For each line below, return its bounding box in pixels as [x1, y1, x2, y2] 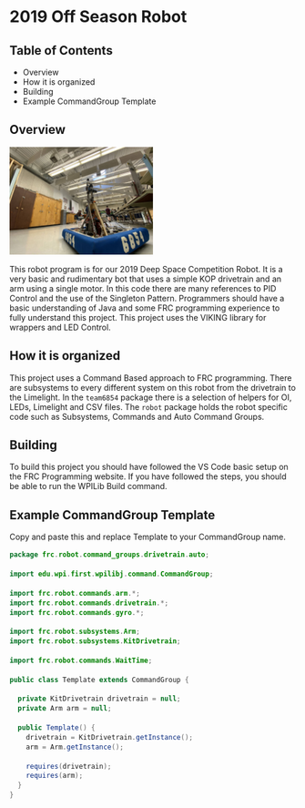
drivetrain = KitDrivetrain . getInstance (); [25, 732, 194, 742]
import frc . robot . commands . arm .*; [9, 588, 141, 598]
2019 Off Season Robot [9, 6, 188, 27]
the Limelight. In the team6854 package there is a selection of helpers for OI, [9, 392, 292, 403]
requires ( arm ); [25, 772, 84, 781]
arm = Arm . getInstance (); [25, 742, 125, 752]
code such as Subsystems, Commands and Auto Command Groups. [9, 411, 265, 422]
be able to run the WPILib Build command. [9, 481, 168, 492]
